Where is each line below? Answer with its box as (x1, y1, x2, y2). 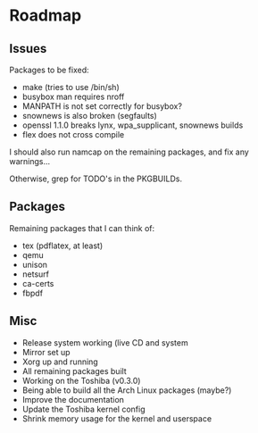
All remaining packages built (21, 365, 127, 376)
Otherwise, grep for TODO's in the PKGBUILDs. (9, 173, 183, 184)
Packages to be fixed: (9, 64, 89, 75)
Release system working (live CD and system (21, 337, 189, 348)
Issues (9, 41, 47, 56)
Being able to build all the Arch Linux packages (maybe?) (21, 385, 232, 396)
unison (21, 259, 47, 270)
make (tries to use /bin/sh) (21, 82, 121, 92)
